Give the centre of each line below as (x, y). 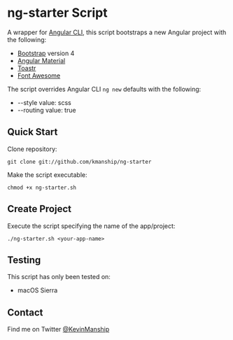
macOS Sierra (37, 290)
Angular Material (41, 60)
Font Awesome (39, 76)
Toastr (27, 68)
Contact (25, 312)
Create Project (40, 209)
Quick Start (33, 132)
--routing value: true (47, 110)
